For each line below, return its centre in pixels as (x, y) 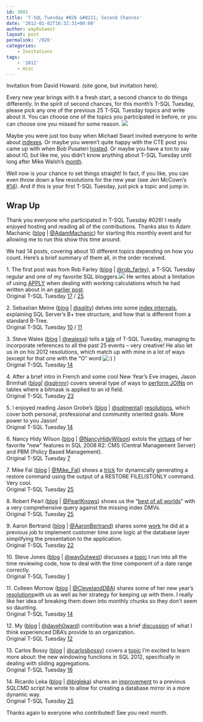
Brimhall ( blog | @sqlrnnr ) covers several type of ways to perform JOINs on (100, 383)
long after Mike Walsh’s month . (45, 162)
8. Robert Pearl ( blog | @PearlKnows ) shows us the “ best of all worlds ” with (101, 501)
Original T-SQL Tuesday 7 (38, 458)
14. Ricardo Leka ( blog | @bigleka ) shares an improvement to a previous (96, 682)
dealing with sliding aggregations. (48, 664)
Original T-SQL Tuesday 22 (40, 545)
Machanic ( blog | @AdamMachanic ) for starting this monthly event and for (99, 233)
